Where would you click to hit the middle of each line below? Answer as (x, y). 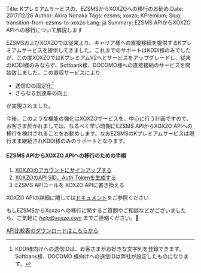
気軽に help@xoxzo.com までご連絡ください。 (79, 217)
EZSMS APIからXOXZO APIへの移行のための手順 (66, 156)
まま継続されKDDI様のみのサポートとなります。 (70, 141)
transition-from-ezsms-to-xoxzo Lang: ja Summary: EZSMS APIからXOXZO (98, 22)
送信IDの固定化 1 (34, 85)
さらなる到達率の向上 (41, 93)
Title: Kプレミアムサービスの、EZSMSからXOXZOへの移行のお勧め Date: (95, 9)
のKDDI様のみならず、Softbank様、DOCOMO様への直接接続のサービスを (96, 65)
